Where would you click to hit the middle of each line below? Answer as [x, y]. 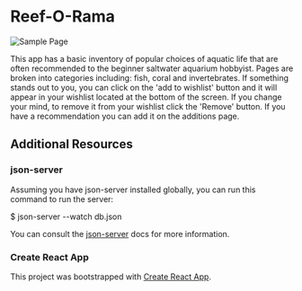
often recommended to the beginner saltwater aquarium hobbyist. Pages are [152, 68]
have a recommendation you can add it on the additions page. [125, 116]
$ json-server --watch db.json [66, 216]
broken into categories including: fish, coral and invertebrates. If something [150, 77]
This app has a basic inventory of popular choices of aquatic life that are [144, 58]
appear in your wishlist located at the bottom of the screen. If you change [146, 97]
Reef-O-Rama [63, 17]
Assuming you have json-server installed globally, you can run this [133, 190]
